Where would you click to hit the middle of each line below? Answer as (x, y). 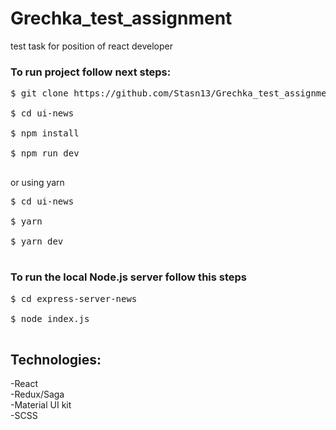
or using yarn (37, 183)
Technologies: (56, 359)
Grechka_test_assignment (121, 18)
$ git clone (39, 93)
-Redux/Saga (37, 394)
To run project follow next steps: (91, 72)
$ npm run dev (45, 153)
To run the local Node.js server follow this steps (129, 277)
